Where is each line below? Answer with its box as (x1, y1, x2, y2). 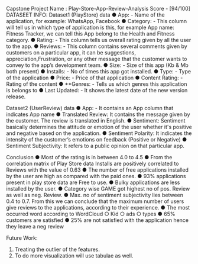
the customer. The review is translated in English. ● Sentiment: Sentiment (6, 117, 186, 124)
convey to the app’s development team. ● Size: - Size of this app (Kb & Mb (6, 62, 189, 69)
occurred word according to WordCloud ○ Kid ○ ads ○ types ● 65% (6, 210, 176, 217)
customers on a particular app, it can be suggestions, (6, 49, 136, 56)
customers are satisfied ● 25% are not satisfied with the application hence (6, 217, 189, 224)
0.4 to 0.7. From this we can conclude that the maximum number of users (6, 198, 184, 205)
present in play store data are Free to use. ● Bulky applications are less (6, 179, 180, 186)
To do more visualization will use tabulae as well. (14, 252, 134, 259)
